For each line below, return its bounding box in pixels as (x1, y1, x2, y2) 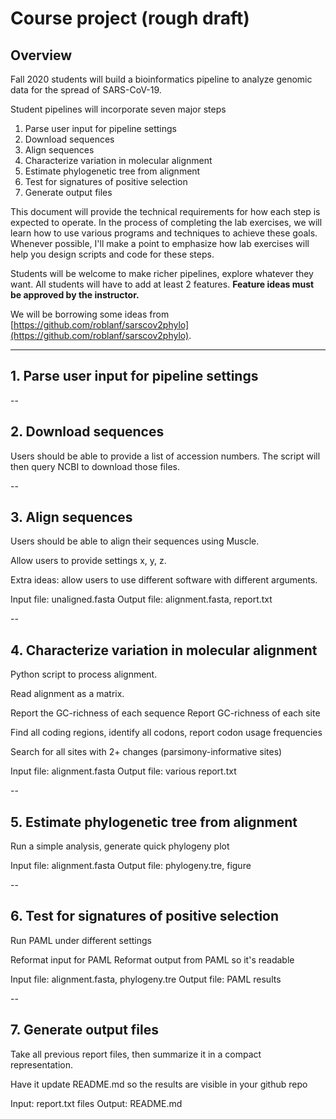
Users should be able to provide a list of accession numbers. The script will (10, 450, 321, 462)
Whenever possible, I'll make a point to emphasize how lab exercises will (10, 238, 310, 249)
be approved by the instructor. (10, 289, 140, 301)
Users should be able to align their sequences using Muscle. (10, 535, 260, 547)
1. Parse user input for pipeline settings (10, 368, 259, 385)
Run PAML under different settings (10, 934, 152, 946)
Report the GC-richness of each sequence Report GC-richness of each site (10, 707, 321, 719)
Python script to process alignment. (10, 668, 158, 681)
